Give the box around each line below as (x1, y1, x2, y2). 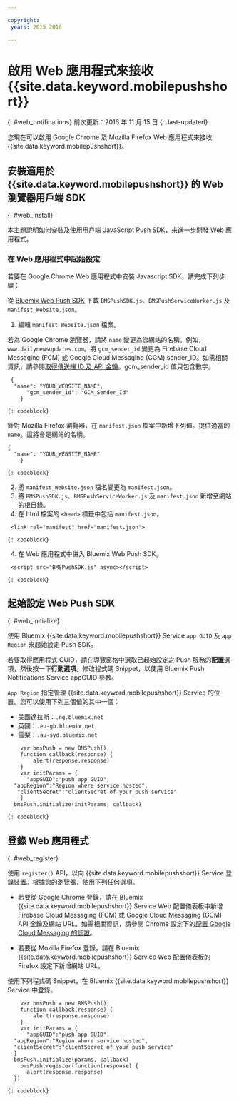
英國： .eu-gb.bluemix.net (17, 722, 95, 730)
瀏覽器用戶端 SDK (7, 191, 86, 203)
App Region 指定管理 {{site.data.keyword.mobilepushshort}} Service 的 (7, 688, 214, 697)
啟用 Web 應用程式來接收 (7, 62, 154, 79)
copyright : (7, 16, 40, 24)
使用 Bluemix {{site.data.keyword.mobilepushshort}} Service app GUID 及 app (7, 631, 232, 640)
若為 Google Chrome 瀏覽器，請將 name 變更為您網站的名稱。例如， (7, 335, 205, 343)
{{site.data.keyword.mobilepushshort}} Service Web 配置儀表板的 (17, 952, 210, 961)
